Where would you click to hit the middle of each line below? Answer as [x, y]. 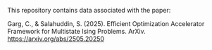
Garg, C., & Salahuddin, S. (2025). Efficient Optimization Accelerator [106, 24]
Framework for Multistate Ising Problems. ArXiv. [76, 31]
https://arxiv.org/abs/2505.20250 [56, 39]
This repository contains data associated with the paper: [89, 10]
